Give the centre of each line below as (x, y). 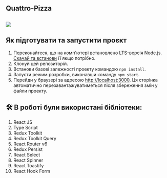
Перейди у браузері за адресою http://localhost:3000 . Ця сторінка (86, 80)
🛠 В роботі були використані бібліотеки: (74, 107)
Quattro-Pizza (29, 8)
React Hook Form (32, 171)
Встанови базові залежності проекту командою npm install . (79, 69)
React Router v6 (30, 144)
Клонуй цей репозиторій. (40, 63)
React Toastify (28, 166)
